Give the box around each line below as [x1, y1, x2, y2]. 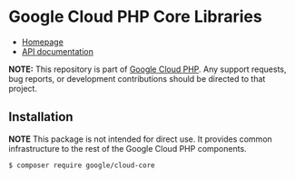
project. [8, 83, 38, 94]
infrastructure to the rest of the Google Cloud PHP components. [8, 143, 247, 154]
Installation [8, 109, 74, 124]
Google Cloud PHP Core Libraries [8, 6, 262, 27]
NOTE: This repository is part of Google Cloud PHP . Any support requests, [8, 64, 287, 75]
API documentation [21, 45, 94, 56]
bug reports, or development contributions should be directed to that [8, 73, 266, 84]
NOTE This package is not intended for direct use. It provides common [8, 134, 273, 144]
